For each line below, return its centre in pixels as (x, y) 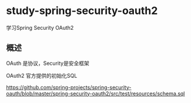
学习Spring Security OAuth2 (40, 28)
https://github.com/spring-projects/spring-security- (69, 87)
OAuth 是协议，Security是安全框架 (48, 63)
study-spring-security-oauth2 (82, 11)
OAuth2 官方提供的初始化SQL (42, 75)
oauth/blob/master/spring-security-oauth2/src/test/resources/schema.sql (95, 93)
